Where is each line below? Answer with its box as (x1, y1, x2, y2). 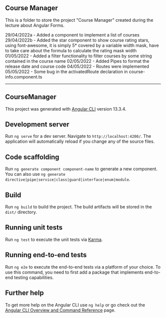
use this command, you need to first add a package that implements (5, 269, 144, 275)
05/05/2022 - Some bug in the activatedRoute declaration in (5, 69, 128, 75)
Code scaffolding (5, 153, 59, 161)
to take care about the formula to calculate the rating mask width (5, 47, 137, 53)
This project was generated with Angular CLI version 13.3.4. (5, 106, 127, 112)
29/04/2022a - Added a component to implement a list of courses (5, 32, 140, 38)
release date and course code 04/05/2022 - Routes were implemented (5, 63, 149, 69)
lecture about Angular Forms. (5, 22, 65, 28)
